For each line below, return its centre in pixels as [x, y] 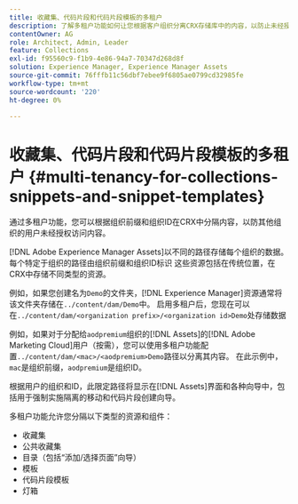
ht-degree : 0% [35, 100]
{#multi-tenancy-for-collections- [153, 176]
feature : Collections [49, 51]
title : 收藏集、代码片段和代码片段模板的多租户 [86, 17]
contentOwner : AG [41, 34]
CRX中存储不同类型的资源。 [60, 274]
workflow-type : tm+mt [49, 84]
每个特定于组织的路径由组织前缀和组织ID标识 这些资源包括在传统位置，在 [142, 263]
